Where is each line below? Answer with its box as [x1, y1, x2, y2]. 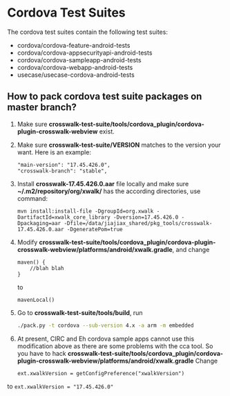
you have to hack [17, 349, 67, 357]
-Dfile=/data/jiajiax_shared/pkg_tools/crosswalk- [64, 219, 213, 226]
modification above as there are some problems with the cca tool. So [17, 341, 213, 350]
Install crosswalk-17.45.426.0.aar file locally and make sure [17, 179, 189, 188]
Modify [17, 237, 38, 246]
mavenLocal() [17, 296, 55, 303]
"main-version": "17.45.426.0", [17, 161, 111, 168]
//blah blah [30, 264, 64, 271]
